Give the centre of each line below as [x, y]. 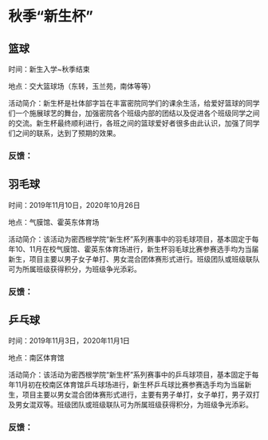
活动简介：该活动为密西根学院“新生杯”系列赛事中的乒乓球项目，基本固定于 [130, 375]
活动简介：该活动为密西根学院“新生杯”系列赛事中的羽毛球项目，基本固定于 [130, 239]
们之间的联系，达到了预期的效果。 [64, 133]
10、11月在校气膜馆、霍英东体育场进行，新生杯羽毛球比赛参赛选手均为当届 [137, 249]
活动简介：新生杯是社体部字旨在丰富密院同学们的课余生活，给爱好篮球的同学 [134, 103]
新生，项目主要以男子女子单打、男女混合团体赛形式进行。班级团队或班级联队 [134, 259]
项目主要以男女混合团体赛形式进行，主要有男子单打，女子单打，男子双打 [141, 395]
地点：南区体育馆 [36, 358]
